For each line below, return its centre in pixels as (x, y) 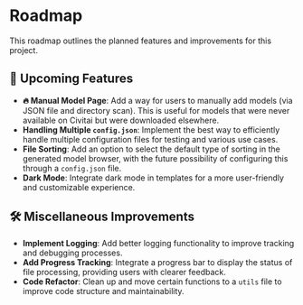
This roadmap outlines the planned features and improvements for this (141, 41)
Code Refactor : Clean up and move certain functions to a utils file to (152, 282)
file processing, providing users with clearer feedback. (124, 272)
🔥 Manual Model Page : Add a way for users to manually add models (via (157, 100)
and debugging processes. (72, 253)
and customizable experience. (79, 187)
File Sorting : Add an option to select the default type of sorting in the (151, 149)
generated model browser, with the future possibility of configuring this (155, 158)
